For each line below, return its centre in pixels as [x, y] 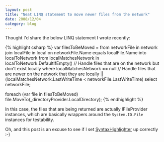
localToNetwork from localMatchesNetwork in [52, 58]
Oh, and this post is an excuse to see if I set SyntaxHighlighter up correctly [82, 130]
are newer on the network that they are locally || [54, 74]
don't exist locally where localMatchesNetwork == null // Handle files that [80, 69]
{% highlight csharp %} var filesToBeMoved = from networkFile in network [82, 47]
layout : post [19, 10]
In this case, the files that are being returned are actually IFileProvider [76, 109]
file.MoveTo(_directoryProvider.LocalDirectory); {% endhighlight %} [74, 100]
